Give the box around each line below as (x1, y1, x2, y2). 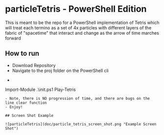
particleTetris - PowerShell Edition (5, 3, 147, 15)
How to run (5, 49, 40, 58)
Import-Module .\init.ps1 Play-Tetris (5, 87, 76, 92)
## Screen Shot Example (5, 113, 54, 118)
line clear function (5, 100, 47, 105)
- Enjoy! (5, 104, 23, 110)
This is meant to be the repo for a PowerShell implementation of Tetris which (5, 20, 160, 25)
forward (5, 35, 21, 41)
